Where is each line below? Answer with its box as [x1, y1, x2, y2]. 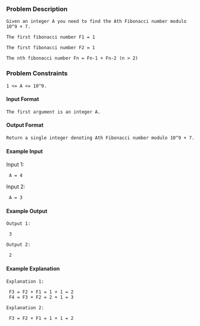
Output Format [6, 121, 44, 129]
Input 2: [6, 183, 25, 191]
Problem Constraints [6, 69, 68, 78]
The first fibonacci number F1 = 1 [6, 34, 95, 40]
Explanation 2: [6, 304, 44, 311]
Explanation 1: [6, 278, 44, 284]
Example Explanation [6, 265, 60, 272]
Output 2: [6, 242, 31, 248]
